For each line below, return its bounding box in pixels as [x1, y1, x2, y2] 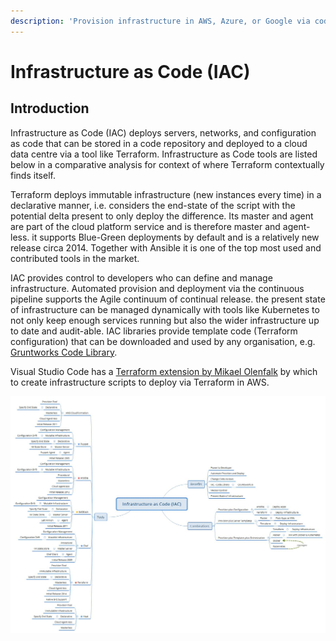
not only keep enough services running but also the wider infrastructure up [10, 314, 320, 326]
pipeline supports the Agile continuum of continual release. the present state [10, 293, 326, 305]
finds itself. [10, 169, 56, 181]
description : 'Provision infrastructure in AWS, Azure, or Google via [10, 16, 311, 26]
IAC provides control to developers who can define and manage [10, 271, 273, 284]
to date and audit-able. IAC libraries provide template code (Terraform [10, 325, 298, 337]
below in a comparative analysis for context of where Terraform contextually [10, 158, 325, 170]
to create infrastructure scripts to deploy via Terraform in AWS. [10, 376, 270, 388]
